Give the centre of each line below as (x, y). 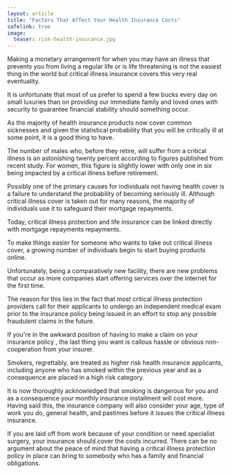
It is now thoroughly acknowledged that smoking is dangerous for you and (113, 391)
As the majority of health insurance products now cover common (99, 123)
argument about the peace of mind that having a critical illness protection (112, 448)
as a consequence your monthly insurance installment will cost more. (106, 398)
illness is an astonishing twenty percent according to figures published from (115, 158)
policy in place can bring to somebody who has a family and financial (105, 456)
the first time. (26, 286)
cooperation (25, 349)
